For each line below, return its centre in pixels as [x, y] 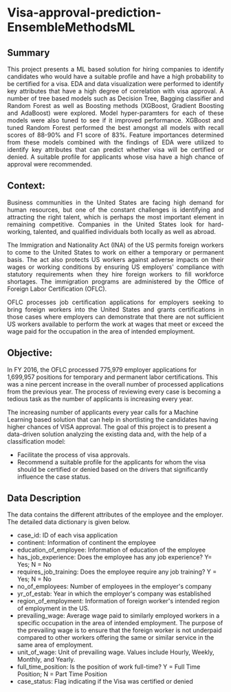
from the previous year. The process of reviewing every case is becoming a [114, 391]
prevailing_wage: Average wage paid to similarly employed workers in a [118, 616]
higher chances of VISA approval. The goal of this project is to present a [109, 426]
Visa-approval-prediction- [84, 13]
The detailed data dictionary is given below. [69, 522]
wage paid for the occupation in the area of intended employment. [101, 331]
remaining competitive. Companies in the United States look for [106, 224]
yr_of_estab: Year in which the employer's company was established [114, 594]
